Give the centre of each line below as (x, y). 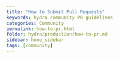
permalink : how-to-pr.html (41, 29)
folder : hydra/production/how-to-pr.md (57, 34)
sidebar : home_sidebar (35, 40)
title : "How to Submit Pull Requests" (56, 12)
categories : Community (35, 23)
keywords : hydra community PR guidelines (60, 18)
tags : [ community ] (30, 46)
